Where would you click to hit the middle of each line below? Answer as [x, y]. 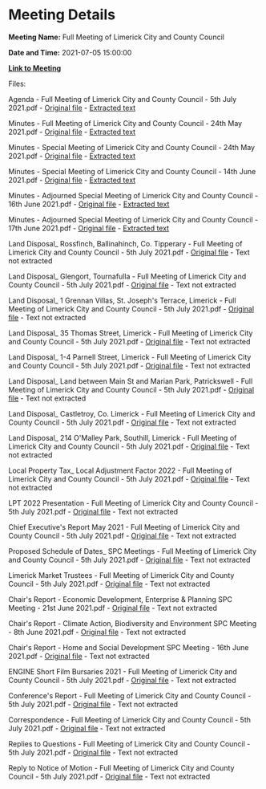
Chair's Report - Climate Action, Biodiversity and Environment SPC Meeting [133, 623]
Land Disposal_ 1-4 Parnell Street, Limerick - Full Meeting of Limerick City [130, 357]
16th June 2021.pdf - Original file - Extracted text [89, 204]
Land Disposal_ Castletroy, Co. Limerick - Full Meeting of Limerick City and [132, 413]
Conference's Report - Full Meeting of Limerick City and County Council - [130, 695]
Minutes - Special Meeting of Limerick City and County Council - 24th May [131, 147]
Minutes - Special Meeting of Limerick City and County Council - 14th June [132, 171]
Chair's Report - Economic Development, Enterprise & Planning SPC [120, 599]
